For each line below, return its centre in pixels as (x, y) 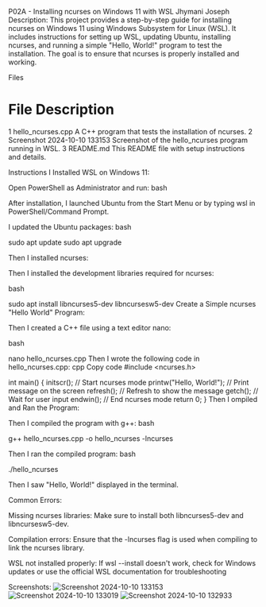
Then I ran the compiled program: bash (72, 454)
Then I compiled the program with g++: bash (81, 423)
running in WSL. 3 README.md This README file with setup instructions (127, 148)
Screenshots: (30, 586)
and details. (27, 157)
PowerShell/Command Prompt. (59, 211)
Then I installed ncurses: (48, 257)
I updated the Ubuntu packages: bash (70, 226)
